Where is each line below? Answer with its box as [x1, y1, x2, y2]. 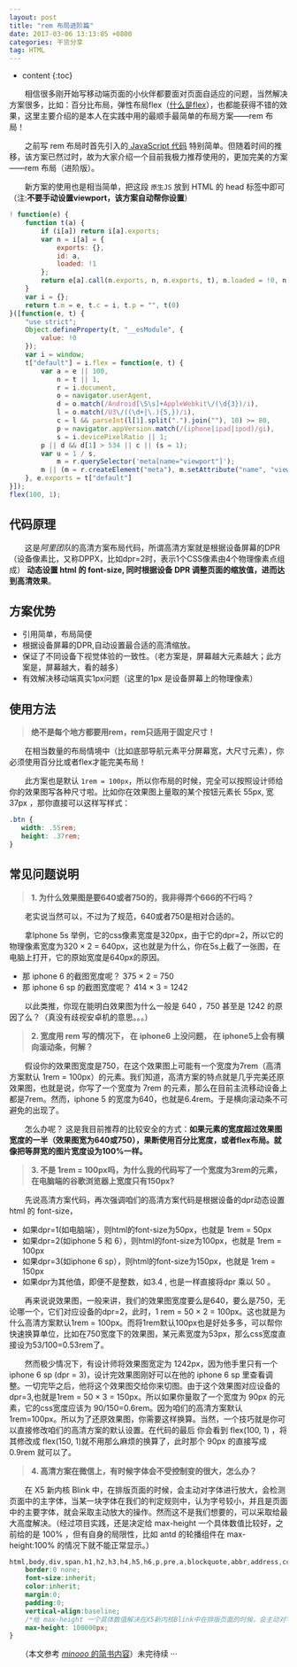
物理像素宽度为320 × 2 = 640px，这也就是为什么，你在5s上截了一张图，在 [9, 941, 281, 951]
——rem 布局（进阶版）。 [9, 163, 100, 174]
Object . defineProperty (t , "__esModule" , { [25, 325, 184, 335]
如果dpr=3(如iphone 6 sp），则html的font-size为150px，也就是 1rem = [21, 1255, 277, 1267]
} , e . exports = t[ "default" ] [25, 474, 133, 483]
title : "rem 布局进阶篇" [9, 21, 95, 30]
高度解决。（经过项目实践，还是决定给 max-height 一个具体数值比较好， [16, 1517, 277, 1528]
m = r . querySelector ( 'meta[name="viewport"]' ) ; [56, 457, 236, 466]
